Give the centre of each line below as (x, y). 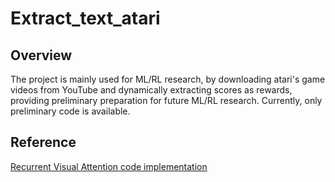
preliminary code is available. (70, 111)
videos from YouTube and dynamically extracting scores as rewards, (151, 90)
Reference (43, 142)
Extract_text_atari (85, 18)
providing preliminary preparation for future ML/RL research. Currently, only (166, 100)
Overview (41, 55)
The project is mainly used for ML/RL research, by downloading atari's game (168, 79)
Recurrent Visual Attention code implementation (109, 166)
